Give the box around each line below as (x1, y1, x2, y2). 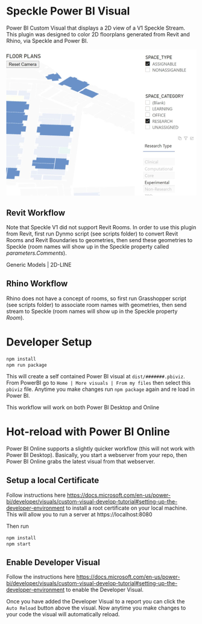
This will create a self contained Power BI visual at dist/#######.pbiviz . (6, 372, 185, 379)
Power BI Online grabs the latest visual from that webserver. (6, 458, 156, 465)
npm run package (6, 362, 47, 368)
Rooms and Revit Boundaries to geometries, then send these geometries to (6, 237, 193, 244)
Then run (6, 522, 29, 530)
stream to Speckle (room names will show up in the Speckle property (6, 307, 178, 315)
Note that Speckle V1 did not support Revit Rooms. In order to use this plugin (6, 224, 197, 231)
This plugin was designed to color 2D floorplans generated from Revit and (6, 30, 190, 38)
